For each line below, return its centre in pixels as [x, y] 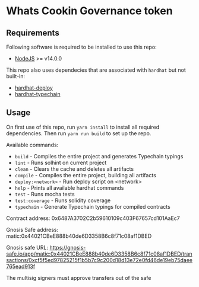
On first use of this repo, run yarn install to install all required [83, 127]
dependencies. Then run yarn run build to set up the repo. [79, 133]
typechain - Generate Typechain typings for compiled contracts [92, 206]
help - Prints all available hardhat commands [69, 187]
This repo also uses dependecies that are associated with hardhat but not [96, 70]
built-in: [16, 76]
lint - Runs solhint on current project [61, 162]
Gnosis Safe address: [32, 229]
